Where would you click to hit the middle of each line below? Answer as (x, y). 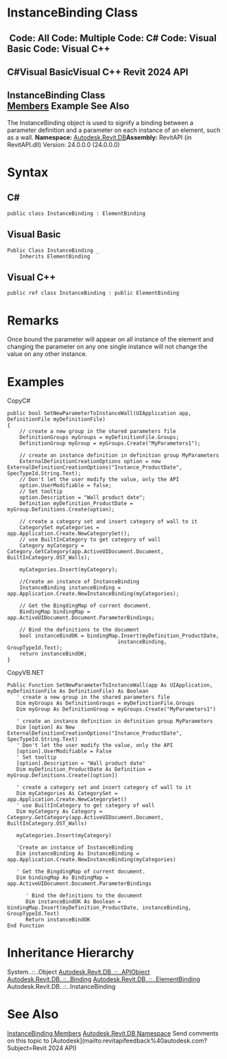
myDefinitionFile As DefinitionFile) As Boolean (78, 691)
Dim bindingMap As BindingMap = (62, 878)
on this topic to (28, 1041)
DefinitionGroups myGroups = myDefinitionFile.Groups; (99, 438)
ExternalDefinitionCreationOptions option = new (90, 462)
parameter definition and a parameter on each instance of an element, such (114, 130)
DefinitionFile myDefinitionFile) (57, 420)
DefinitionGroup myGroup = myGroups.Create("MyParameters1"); (110, 444)
